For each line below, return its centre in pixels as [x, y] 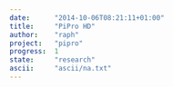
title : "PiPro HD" [52, 26]
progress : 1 [34, 52]
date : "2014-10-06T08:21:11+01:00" [87, 18]
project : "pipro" [46, 43]
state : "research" [52, 60]
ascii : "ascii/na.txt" [61, 69]
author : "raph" [44, 34]
